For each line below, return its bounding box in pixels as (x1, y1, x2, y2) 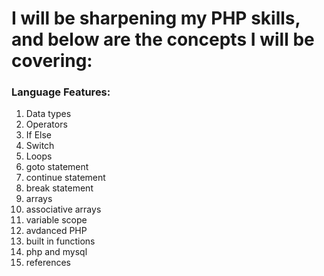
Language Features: (11, 85, 111, 99)
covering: (11, 50, 93, 72)
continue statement (25, 172, 106, 184)
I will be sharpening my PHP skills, (11, 7, 301, 30)
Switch (25, 140, 55, 152)
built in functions (25, 235, 96, 247)
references (25, 257, 71, 269)
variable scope (25, 214, 88, 226)
